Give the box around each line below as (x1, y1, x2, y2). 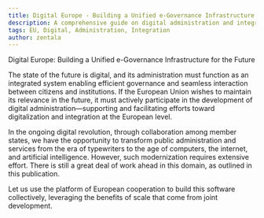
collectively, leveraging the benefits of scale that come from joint (8, 193, 218, 202)
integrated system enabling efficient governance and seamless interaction (8, 79, 248, 88)
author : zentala (8, 33, 61, 42)
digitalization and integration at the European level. (8, 112, 173, 122)
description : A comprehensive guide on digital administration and (8, 19, 234, 27)
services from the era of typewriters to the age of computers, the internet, (8, 144, 248, 153)
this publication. (8, 169, 60, 179)
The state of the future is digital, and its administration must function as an (8, 70, 249, 79)
